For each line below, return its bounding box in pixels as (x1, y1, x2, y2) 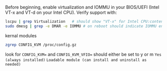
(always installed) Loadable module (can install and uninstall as (5, 57, 147, 63)
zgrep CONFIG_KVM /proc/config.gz (5, 42, 77, 47)
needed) (5, 62, 21, 67)
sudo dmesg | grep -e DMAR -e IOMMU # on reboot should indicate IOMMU (5, 23, 157, 29)
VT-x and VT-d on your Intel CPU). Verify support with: (5, 9, 117, 15)
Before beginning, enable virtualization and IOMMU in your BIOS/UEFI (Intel (5, 4, 160, 10)
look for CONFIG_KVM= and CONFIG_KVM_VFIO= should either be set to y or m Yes (5, 51, 162, 57)
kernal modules (5, 32, 37, 39)
